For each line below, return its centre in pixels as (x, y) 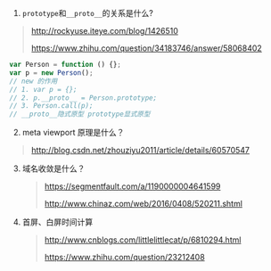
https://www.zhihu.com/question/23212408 (124, 258)
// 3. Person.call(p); (51, 106)
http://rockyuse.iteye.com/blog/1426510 (104, 31)
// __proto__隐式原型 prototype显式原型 (80, 114)
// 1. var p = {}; (43, 89)
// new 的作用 (33, 81)
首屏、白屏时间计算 (57, 222)
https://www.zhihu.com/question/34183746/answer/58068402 (147, 48)
